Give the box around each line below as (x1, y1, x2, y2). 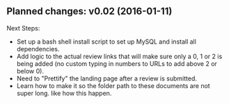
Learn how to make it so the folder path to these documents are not (16, 81, 210, 89)
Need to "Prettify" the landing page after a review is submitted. (16, 74, 198, 83)
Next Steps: (6, 24, 40, 32)
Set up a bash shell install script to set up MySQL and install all (16, 37, 196, 46)
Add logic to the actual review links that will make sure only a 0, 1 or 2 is (16, 52, 223, 60)
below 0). (16, 67, 45, 75)
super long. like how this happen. (16, 89, 112, 97)
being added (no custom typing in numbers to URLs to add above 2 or (16, 59, 217, 68)
